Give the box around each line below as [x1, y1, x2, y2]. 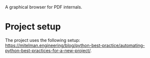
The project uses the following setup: [5, 37, 80, 43]
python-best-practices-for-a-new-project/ [5, 47, 91, 53]
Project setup [5, 21, 61, 32]
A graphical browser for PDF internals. [5, 4, 82, 10]
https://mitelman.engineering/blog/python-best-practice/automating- [5, 42, 145, 48]
